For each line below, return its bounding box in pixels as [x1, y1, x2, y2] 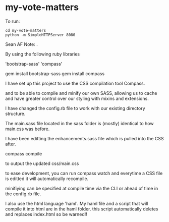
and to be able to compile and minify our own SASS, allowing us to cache [5, 90, 157, 96]
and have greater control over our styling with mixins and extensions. [5, 95, 149, 101]
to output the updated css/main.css [5, 160, 79, 166]
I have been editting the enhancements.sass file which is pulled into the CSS [5, 135, 164, 141]
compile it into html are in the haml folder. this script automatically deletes [5, 206, 158, 212]
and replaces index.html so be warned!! [5, 211, 87, 217]
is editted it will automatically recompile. [5, 176, 89, 182]
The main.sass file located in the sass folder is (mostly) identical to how [5, 120, 154, 126]
